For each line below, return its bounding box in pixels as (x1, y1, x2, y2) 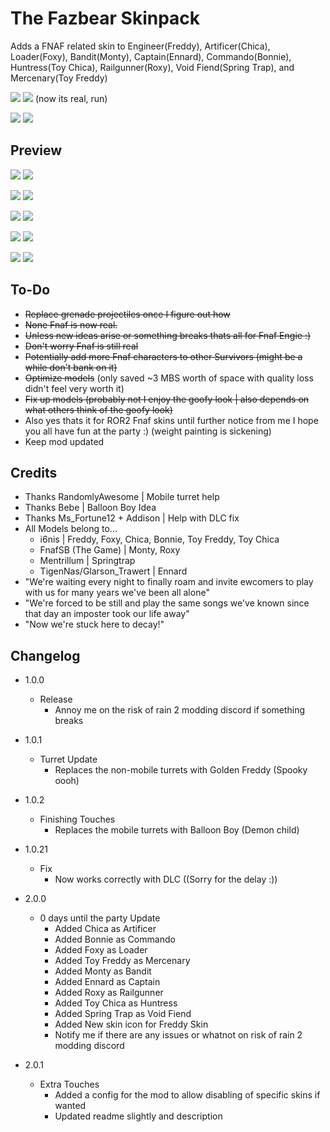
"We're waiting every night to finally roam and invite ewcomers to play (24, 576, 314, 588)
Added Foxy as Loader (54, 944, 148, 956)
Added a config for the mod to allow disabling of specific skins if (54, 1089, 321, 1101)
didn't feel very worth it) (24, 382, 125, 394)
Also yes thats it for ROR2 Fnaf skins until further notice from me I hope (24, 414, 319, 426)
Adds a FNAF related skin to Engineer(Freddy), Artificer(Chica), (10, 40, 271, 52)
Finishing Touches (39, 813, 116, 826)
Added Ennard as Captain (54, 976, 161, 988)
